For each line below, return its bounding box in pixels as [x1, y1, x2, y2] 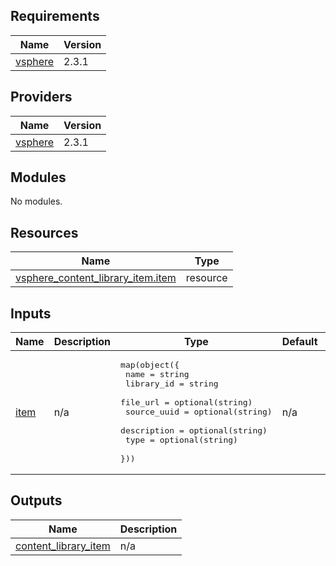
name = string [124, 369, 190, 380]
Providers [10, 89, 73, 106]
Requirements [10, 8, 100, 25]
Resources [10, 224, 79, 241]
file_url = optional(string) [120, 397, 253, 408]
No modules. [10, 195, 63, 208]
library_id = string [124, 379, 219, 389]
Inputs [10, 305, 52, 322]
